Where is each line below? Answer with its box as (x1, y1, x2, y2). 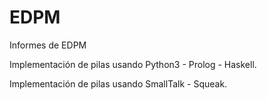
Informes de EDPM (9, 39, 87, 51)
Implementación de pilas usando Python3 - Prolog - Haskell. (9, 58, 257, 70)
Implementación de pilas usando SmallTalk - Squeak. (9, 77, 228, 90)
